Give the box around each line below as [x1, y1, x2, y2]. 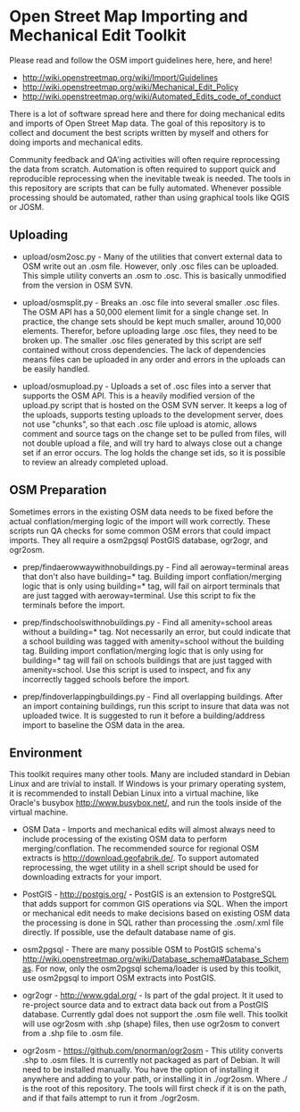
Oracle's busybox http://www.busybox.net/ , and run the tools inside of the [9, 798, 282, 808]
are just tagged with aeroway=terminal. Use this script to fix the [21, 589, 256, 600]
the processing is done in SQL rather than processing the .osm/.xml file [21, 917, 284, 928]
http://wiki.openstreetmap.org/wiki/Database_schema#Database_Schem [21, 954, 289, 965]
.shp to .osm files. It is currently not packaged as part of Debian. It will [21, 1055, 280, 1066]
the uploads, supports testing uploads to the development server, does [21, 409, 284, 420]
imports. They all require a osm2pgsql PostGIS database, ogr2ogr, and [9, 534, 269, 546]
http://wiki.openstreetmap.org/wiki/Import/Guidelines [21, 71, 219, 82]
